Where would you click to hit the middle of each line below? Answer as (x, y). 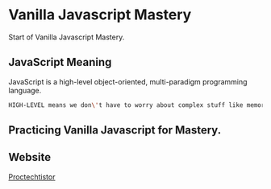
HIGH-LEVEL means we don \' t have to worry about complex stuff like (126, 105)
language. (25, 90)
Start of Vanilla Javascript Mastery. (67, 37)
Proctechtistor (32, 177)
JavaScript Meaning (60, 62)
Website (29, 157)
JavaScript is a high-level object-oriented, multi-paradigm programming (128, 81)
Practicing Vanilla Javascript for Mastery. (115, 130)
